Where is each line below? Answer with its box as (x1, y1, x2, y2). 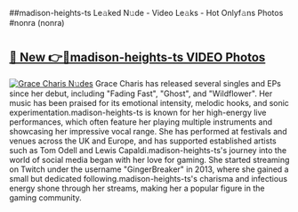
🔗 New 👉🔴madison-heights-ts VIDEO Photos (9, 50, 266, 65)
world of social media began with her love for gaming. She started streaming (9, 154, 290, 165)
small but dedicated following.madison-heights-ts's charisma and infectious (9, 173, 287, 183)
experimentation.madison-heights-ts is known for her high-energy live (9, 107, 267, 118)
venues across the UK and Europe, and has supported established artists (9, 135, 278, 146)
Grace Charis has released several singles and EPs (94, 77, 282, 88)
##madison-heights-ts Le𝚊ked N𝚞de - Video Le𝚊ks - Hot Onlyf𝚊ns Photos (9, 8, 284, 18)
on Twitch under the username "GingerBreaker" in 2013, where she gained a (9, 164, 289, 175)
